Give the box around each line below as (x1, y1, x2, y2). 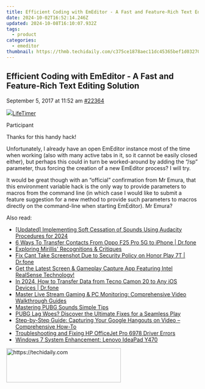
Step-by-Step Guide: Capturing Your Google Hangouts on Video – (15, 316, 181, 324)
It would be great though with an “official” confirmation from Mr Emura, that (6, 176, 196, 184)
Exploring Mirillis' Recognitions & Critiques (15, 245, 122, 252)
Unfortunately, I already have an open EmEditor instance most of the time (6, 145, 190, 152)
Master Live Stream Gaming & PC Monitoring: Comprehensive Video (15, 290, 187, 298)
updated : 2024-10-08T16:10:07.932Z (6, 20, 97, 26)
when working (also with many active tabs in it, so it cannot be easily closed (6, 151, 198, 159)
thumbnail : (6, 49, 34, 55)
